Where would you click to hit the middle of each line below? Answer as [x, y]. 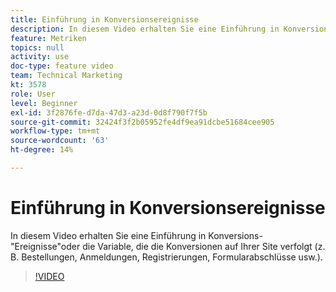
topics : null [37, 47]
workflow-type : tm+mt [55, 131]
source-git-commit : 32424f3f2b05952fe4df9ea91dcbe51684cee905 [142, 122]
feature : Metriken [48, 38]
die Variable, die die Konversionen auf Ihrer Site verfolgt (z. [204, 246]
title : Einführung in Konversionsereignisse [104, 19]
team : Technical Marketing [66, 76]
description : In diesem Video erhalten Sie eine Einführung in [145, 29]
